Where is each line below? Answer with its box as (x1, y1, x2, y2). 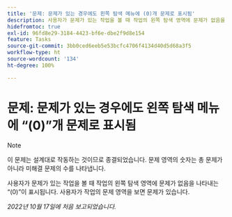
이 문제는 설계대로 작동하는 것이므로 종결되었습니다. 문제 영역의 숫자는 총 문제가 (7, 155, 223, 163)
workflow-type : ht (7, 49, 61, 56)
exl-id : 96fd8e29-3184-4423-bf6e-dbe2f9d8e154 (7, 29, 145, 37)
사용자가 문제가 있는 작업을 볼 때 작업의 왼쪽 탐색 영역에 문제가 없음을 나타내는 (7, 179, 219, 187)
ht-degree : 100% (7, 62, 54, 69)
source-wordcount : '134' (7, 56, 79, 63)
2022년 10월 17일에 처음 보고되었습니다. (7, 202, 116, 211)
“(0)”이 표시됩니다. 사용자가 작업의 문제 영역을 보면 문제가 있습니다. (7, 187, 190, 195)
